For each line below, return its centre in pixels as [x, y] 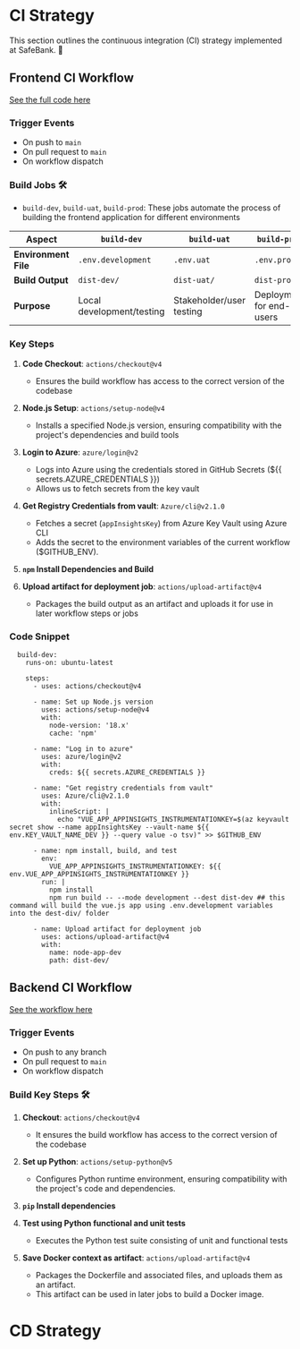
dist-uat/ [194, 280]
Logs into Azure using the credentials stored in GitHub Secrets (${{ [158, 469]
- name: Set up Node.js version [93, 702]
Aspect [42, 240]
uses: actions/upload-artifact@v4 [105, 936]
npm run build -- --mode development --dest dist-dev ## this [167, 897]
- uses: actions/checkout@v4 [87, 686]
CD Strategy [55, 1331]
